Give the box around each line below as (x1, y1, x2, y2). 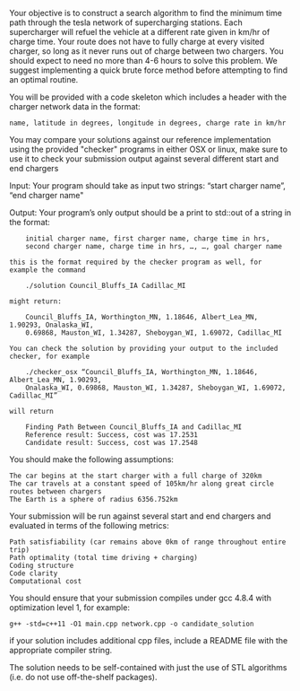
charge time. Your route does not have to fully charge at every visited (9, 36, 265, 47)
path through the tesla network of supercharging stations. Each (9, 17, 244, 28)
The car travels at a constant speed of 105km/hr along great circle (9, 479, 275, 488)
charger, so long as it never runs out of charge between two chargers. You (9, 46, 284, 57)
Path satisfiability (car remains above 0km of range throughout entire (9, 538, 287, 547)
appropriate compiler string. (9, 645, 113, 655)
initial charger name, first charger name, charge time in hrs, (25, 234, 270, 243)
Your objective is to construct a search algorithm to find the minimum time (9, 8, 282, 18)
